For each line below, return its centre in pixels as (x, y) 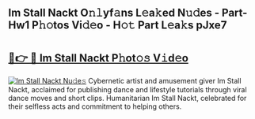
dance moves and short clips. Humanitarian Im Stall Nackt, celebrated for (127, 98)
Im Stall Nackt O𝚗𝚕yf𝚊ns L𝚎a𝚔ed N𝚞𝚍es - (114, 13)
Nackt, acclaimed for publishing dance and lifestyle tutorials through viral (127, 89)
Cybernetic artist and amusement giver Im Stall (165, 81)
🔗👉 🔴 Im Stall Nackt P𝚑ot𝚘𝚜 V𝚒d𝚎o (98, 58)
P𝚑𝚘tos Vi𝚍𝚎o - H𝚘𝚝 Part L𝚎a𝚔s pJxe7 (129, 26)
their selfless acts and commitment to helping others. (95, 106)
